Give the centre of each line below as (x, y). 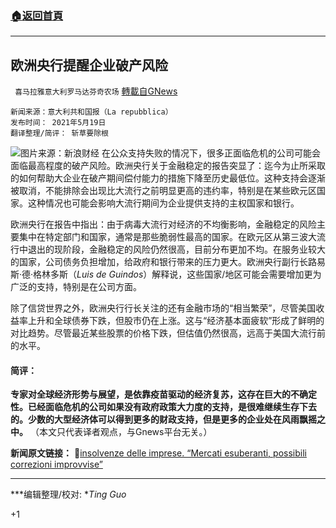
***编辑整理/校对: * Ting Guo (68, 494)
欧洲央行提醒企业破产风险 (89, 65)
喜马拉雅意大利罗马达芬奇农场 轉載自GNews (96, 91)
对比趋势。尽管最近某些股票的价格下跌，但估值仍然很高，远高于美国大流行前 (168, 333)
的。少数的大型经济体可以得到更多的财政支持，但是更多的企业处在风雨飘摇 (163, 419)
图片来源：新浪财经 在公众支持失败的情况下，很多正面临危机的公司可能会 (170, 153)
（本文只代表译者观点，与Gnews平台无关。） (121, 432)
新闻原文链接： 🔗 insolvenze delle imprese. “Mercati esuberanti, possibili (158, 453)
